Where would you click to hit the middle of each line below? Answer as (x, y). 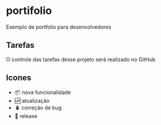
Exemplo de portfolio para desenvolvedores (59, 27)
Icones (19, 78)
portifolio (29, 11)
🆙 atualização (32, 100)
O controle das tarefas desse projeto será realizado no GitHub (81, 59)
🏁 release (26, 116)
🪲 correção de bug (38, 107)
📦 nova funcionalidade (43, 92)
